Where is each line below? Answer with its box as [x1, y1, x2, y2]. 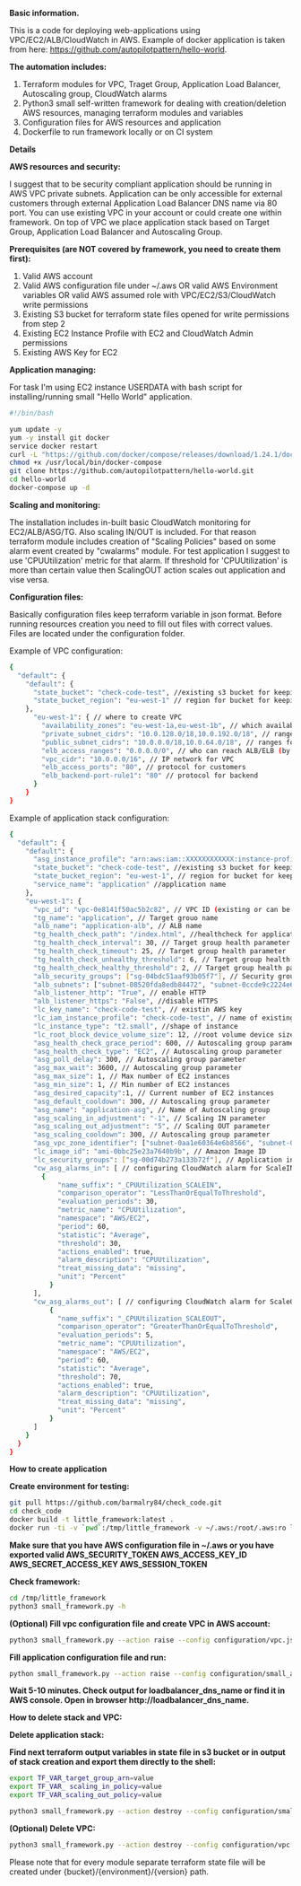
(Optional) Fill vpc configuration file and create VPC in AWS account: [9, 1618, 271, 1628]
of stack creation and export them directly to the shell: [9, 1757, 217, 1768]
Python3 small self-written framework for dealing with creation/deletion [21, 98, 287, 109]
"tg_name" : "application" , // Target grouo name [32, 913, 219, 923]
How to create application [9, 1463, 107, 1475]
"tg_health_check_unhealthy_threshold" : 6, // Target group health [32, 955, 291, 964]
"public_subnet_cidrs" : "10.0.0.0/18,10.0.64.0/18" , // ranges [41, 738, 282, 747]
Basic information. [9, 8, 80, 18]
